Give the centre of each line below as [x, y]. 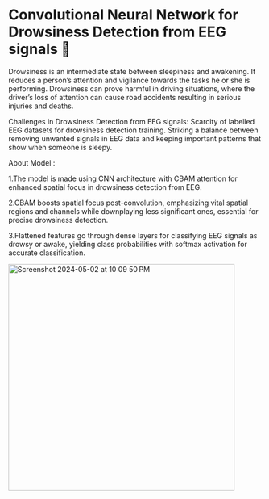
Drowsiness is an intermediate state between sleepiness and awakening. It [132, 71]
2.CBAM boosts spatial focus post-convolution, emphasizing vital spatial [128, 203]
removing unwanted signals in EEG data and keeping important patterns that [135, 138]
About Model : [32, 162]
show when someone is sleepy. [60, 147]
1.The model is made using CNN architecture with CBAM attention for [123, 178]
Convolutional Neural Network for [124, 15]
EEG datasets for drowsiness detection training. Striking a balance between [134, 130]
